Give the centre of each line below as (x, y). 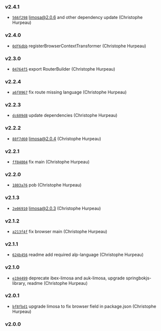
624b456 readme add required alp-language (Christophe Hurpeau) (78, 255)
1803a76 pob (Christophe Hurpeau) (47, 185)
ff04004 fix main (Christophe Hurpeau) (51, 162)
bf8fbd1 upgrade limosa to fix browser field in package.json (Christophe (84, 306)
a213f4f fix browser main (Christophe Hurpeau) (60, 231)
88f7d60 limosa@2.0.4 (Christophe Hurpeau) (56, 138)
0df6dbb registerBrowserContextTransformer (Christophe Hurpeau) (79, 46)
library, (19, 283)
